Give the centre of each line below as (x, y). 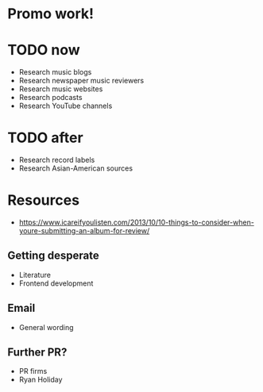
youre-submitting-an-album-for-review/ (84, 231)
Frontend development (56, 283)
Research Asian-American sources (75, 168)
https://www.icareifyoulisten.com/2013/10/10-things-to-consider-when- (137, 222)
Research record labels (57, 160)
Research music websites (61, 89)
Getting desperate (54, 256)
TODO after (46, 138)
